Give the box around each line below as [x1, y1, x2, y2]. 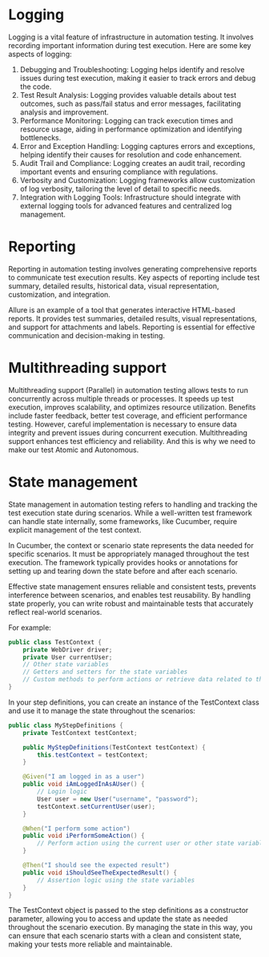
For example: [8, 623, 52, 632]
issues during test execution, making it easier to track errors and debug [19, 73, 256, 83]
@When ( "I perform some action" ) [22, 824, 130, 833]
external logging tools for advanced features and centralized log [19, 200, 232, 210]
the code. [19, 82, 52, 91]
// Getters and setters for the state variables [22, 668, 188, 676]
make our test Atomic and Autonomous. [8, 445, 139, 454]
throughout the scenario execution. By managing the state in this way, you [8, 923, 253, 932]
